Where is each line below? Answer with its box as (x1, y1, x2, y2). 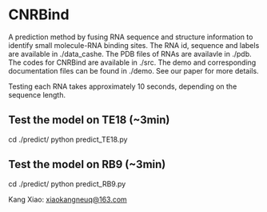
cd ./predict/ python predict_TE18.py (8, 134, 128, 144)
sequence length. (8, 90, 66, 99)
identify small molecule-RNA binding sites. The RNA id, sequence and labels (8, 40, 260, 50)
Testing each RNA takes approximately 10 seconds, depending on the (8, 82, 237, 91)
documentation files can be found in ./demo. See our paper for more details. (8, 66, 259, 75)
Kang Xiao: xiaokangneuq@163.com (8, 194, 128, 204)
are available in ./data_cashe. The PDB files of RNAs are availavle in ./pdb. (8, 49, 252, 58)
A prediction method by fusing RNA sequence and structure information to (8, 32, 253, 42)
